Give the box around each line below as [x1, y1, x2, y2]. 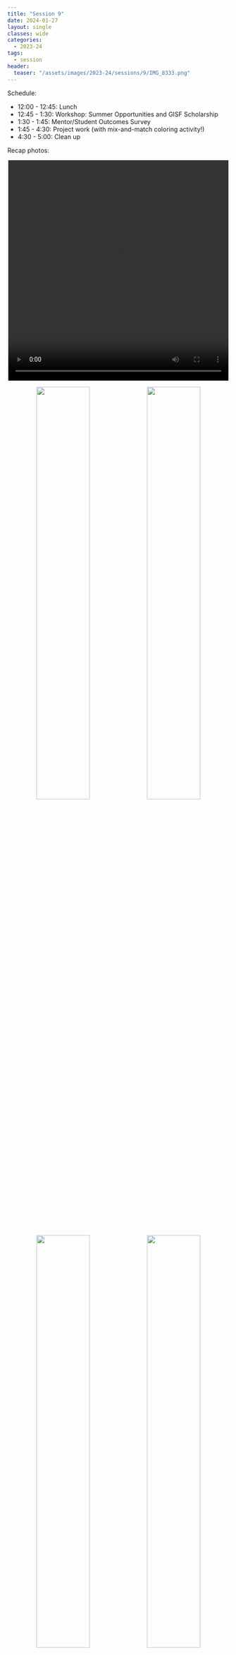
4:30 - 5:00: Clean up [17, 132, 81, 141]
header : [7, 63, 30, 70]
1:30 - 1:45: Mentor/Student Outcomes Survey [17, 117, 151, 126]
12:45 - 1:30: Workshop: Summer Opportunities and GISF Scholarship [17, 110, 218, 118]
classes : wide [7, 30, 49, 37]
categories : [7, 37, 42, 44]
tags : [7, 50, 23, 57]
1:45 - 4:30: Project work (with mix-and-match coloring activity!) [17, 125, 205, 133]
